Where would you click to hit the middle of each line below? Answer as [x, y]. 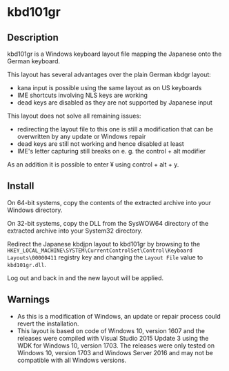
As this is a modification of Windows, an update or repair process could [119, 316]
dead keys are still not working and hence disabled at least [100, 144]
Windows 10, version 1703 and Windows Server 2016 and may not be [115, 352]
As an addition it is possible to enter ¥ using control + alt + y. [93, 165]
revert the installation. [48, 324]
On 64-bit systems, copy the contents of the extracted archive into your [109, 202]
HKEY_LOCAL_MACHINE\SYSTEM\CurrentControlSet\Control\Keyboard [100, 251]
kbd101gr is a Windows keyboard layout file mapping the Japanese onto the [114, 54]
